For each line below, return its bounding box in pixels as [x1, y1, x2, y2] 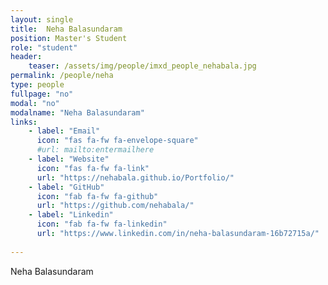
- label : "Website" [28, 154, 110, 164]
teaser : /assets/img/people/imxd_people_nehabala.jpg [28, 61, 257, 71]
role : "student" [10, 42, 78, 53]
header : [10, 52, 43, 62]
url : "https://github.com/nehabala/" [36, 201, 195, 211]
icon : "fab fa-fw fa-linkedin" [36, 219, 168, 230]
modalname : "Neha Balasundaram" [10, 107, 145, 118]
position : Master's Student [10, 33, 128, 43]
